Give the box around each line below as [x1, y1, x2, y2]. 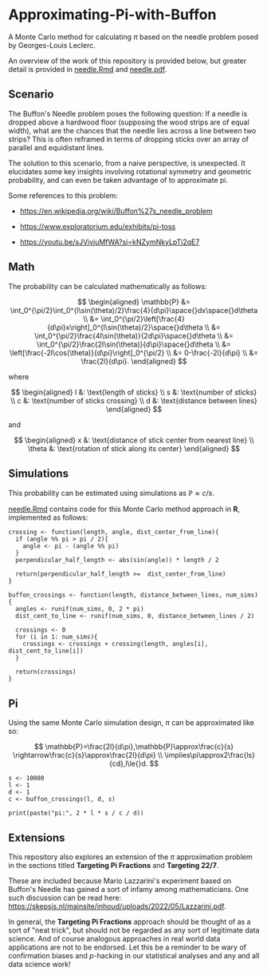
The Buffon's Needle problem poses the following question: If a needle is [8, 109, 248, 118]
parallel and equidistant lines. [8, 142, 105, 153]
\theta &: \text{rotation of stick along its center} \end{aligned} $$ [27, 443, 241, 453]
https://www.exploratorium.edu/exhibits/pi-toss [19, 221, 176, 231]
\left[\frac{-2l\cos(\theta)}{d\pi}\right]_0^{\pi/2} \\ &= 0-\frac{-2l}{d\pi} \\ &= [9, 347, 259, 357]
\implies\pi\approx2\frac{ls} [164, 751, 255, 760]
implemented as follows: [8, 513, 88, 522]
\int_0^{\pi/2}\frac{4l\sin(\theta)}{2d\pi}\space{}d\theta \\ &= [34, 331, 234, 340]
